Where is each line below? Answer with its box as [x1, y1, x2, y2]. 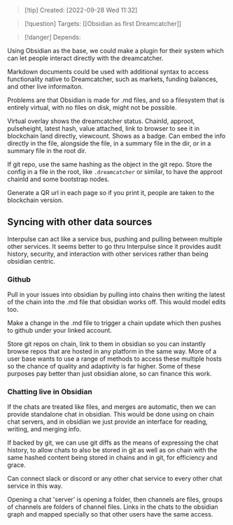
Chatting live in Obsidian [7, 387, 92, 397]
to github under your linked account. [7, 326, 112, 335]
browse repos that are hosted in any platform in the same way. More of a [7, 347, 217, 356]
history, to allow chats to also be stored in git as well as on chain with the [7, 446, 218, 454]
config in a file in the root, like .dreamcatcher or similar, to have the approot [7, 168, 223, 175]
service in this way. [7, 482, 63, 490]
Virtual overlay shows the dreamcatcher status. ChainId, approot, [7, 117, 195, 125]
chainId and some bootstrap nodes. [7, 175, 110, 183]
